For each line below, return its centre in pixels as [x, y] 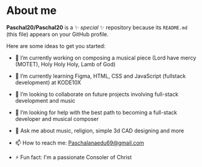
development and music [45, 100]
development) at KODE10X [48, 82]
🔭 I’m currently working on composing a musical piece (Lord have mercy [106, 58]
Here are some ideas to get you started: [56, 46]
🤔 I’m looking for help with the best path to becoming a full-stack [96, 112]
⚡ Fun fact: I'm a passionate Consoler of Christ [73, 157]
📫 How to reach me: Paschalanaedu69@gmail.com [79, 143]
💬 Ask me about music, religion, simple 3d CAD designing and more [99, 131]
